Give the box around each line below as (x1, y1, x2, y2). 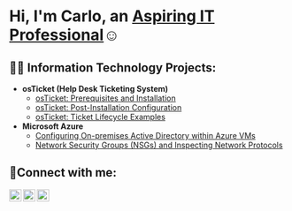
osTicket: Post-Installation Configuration (35, 102, 182, 112)
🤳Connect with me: (9, 165, 117, 180)
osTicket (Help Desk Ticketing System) (21, 84, 169, 94)
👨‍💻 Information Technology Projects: (9, 60, 217, 75)
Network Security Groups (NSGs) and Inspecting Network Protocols (35, 139, 283, 150)
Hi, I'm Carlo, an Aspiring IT (9, 6, 215, 26)
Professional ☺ (9, 25, 120, 45)
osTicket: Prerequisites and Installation (35, 93, 177, 103)
